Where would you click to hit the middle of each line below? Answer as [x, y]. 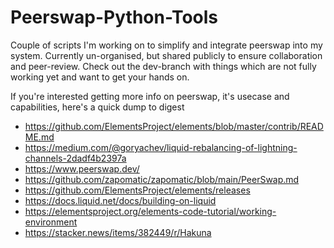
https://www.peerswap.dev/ [82, 168]
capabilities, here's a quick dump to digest [97, 107]
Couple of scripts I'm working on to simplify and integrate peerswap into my [166, 45]
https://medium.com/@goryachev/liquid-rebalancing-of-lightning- [161, 147]
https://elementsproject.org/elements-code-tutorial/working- [150, 211]
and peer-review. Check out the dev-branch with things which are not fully [163, 66]
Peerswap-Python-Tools [114, 17]
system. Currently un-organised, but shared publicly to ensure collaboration [166, 55]
